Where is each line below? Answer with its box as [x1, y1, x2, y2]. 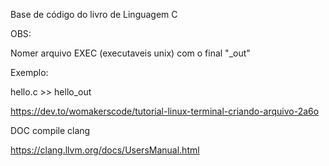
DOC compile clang [10, 125, 91, 136]
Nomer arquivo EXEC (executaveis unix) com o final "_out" [10, 47, 251, 59]
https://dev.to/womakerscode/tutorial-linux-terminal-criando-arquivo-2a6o [10, 105, 320, 117]
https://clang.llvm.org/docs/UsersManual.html [10, 144, 200, 156]
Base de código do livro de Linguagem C [10, 9, 178, 20]
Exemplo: [10, 67, 49, 78]
